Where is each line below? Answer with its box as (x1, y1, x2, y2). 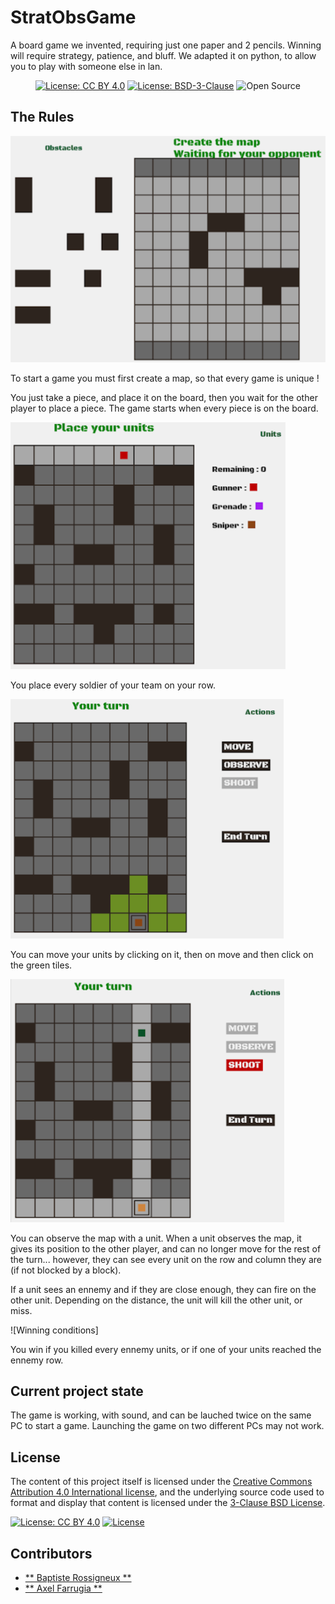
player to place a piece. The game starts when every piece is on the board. (10, 402, 319, 414)
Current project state (10, 1382, 144, 1400)
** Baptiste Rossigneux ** (24, 1571, 132, 1583)
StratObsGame (10, 6, 137, 29)
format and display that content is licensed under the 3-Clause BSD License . (10, 1497, 326, 1509)
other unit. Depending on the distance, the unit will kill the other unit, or (10, 1294, 303, 1306)
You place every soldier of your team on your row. (10, 679, 216, 691)
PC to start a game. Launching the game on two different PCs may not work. (10, 1420, 325, 1432)
